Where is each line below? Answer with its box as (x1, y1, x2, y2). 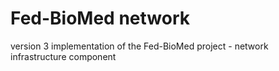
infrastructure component (10, 50, 117, 62)
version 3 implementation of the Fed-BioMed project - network (10, 40, 269, 52)
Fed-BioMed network (10, 7, 190, 30)
